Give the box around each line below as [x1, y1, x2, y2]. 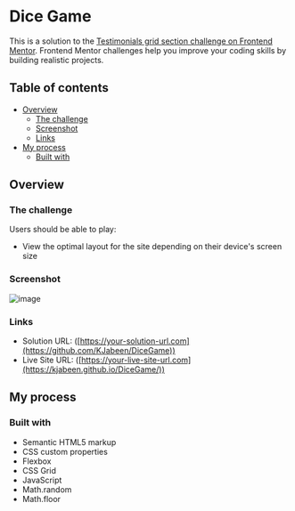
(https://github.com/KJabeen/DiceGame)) [21, 345, 176, 356]
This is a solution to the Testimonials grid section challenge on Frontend [9, 36, 274, 46]
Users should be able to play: [9, 224, 117, 235]
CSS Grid [21, 465, 56, 475]
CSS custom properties [21, 446, 109, 457]
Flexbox [21, 456, 52, 466]
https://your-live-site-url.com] [81, 354, 192, 366]
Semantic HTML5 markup [21, 436, 117, 447]
